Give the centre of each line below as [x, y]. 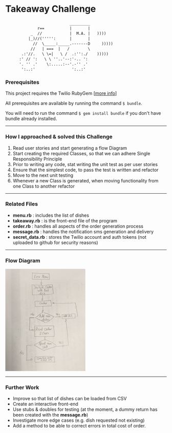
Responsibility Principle [37, 159]
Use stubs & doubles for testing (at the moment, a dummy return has [85, 409]
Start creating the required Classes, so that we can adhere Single [81, 153]
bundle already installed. [31, 119]
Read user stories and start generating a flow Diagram [70, 148]
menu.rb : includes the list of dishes [51, 215]
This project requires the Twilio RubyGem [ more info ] [61, 93]
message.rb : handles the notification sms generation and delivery [83, 232]
